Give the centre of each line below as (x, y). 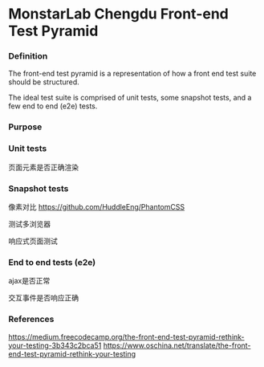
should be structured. (44, 82)
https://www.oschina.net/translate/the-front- (177, 345)
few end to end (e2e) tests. (53, 106)
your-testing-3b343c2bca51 (55, 345)
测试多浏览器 (29, 224)
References (31, 320)
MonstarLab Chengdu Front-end (118, 14)
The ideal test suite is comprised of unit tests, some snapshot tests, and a (130, 98)
